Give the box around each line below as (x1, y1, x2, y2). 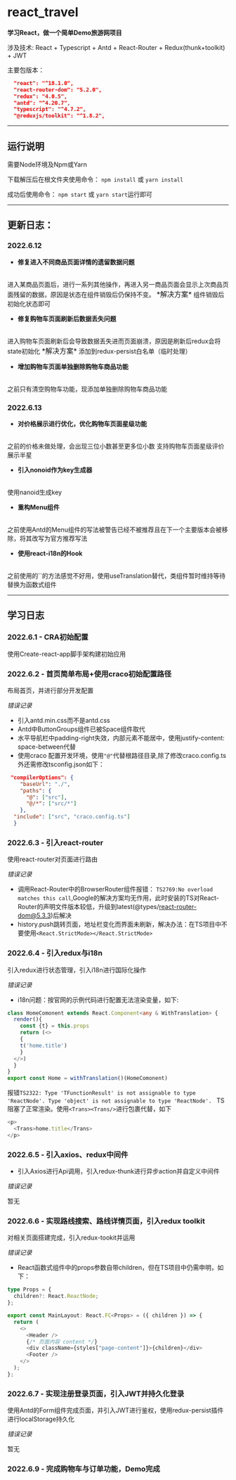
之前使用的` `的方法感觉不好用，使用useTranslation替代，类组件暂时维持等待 (7, 571, 226, 580)
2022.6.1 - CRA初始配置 (7, 632, 89, 642)
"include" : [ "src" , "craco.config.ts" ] (13, 813, 131, 821)
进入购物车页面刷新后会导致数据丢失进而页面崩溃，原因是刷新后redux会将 (7, 337, 221, 345)
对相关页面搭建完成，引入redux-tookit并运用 (7, 1233, 136, 1242)
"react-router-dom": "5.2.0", (13, 86, 102, 94)
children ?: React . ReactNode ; (13, 1293, 99, 1300)
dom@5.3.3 (17, 911, 51, 920)
